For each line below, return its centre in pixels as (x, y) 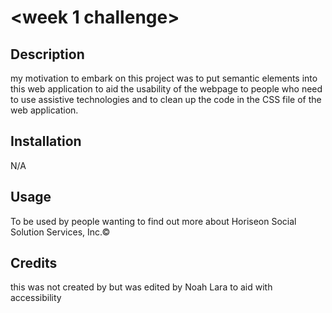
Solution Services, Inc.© (60, 232)
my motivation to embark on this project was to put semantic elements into (164, 78)
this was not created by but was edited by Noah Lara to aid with (141, 287)
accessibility (36, 298)
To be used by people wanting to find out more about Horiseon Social (153, 221)
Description (47, 54)
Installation (46, 141)
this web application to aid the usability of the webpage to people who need (166, 89)
